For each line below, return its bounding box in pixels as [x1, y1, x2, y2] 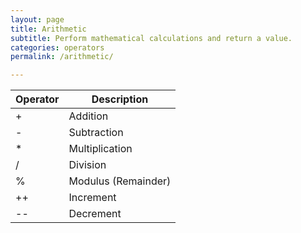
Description [91, 92, 149, 106]
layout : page [10, 14, 65, 25]
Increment [68, 191, 117, 205]
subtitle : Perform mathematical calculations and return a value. [10, 33, 293, 43]
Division [68, 158, 107, 172]
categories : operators [10, 42, 105, 53]
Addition [68, 109, 109, 123]
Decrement [68, 207, 122, 221]
